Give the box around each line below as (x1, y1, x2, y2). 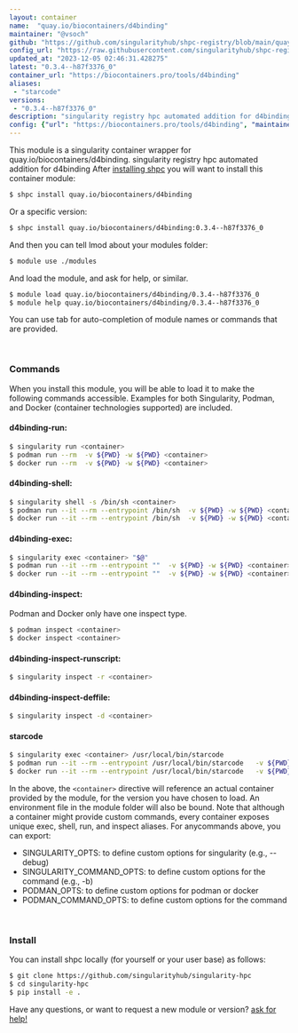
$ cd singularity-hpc (9, 980, 90, 989)
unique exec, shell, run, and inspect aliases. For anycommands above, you (9, 821, 281, 831)
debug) (21, 857, 50, 868)
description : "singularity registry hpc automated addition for (9, 112, 252, 121)
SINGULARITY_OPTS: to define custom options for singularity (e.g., (21, 847, 268, 858)
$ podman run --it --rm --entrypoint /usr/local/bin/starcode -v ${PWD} (9, 759, 292, 768)
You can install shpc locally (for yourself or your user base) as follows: (9, 954, 266, 965)
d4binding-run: (9, 423, 68, 433)
